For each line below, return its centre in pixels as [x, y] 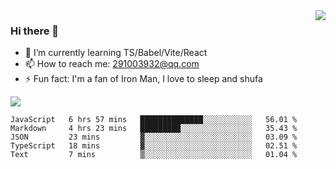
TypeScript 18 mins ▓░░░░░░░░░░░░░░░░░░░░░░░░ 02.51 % [154, 146]
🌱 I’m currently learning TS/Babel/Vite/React [116, 53]
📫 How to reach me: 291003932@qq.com [112, 64]
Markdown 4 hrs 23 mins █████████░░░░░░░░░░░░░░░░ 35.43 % [154, 129]
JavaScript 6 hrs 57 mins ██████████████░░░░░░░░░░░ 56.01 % [154, 120]
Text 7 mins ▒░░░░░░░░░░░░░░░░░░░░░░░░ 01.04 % [154, 155]
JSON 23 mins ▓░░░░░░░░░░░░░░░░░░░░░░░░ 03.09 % [154, 137]
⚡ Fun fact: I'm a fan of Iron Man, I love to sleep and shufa [143, 79]
